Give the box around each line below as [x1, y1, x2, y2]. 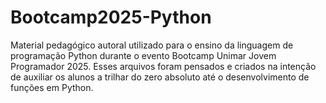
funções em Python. [10, 81, 94, 93]
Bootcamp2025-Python [10, 6, 212, 29]
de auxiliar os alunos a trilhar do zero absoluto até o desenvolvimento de [10, 71, 310, 83]
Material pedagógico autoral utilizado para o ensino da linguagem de [10, 39, 294, 51]
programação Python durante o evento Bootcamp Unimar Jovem [10, 49, 277, 61]
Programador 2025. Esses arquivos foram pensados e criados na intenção [10, 60, 317, 72]
